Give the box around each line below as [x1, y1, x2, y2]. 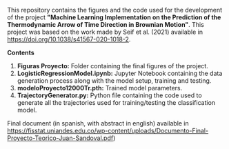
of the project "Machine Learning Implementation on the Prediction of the [7, 13, 221, 21]
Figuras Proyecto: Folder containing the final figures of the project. [17, 62, 208, 70]
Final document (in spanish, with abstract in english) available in [7, 119, 190, 127]
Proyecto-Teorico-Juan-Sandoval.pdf [7, 134, 114, 142]
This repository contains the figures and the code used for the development [7, 6, 223, 14]
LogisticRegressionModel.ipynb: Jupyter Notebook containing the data [17, 69, 223, 77]
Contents [7, 48, 34, 57]
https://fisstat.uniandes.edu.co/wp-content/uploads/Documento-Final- [7, 127, 209, 135]
